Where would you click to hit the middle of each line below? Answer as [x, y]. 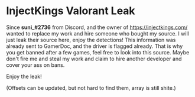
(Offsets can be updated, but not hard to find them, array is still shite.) [91, 88]
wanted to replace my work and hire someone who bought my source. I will [97, 33]
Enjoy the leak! [24, 76]
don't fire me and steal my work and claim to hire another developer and [94, 59]
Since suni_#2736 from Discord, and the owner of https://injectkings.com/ [97, 27]
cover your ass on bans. [35, 65]
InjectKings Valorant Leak [71, 11]
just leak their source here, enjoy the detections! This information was [91, 40]
